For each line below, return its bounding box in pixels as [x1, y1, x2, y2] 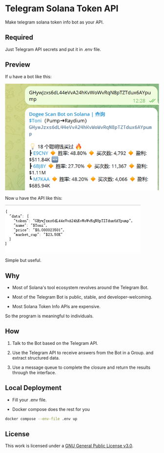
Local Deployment [5, 384, 62, 392]
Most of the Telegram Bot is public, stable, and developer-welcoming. [12, 294, 152, 300]
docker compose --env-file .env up [5, 416, 78, 421]
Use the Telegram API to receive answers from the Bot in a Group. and [12, 350, 154, 356]
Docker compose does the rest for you [12, 406, 90, 412]
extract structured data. [12, 355, 60, 360]
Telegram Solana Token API [5, 3, 119, 14]
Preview [5, 61, 31, 69]
